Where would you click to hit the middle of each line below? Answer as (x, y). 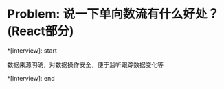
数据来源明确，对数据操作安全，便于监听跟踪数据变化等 (85, 64)
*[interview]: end (31, 78)
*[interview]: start (32, 50)
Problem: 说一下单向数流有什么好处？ (113, 14)
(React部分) (41, 31)
